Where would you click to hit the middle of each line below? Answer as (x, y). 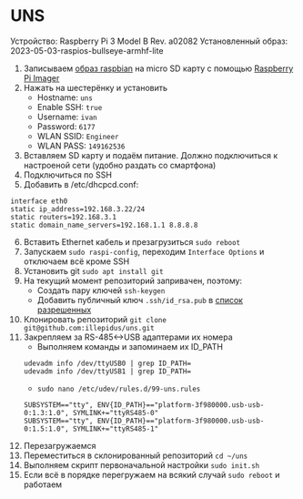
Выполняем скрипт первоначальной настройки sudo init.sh (141, 464)
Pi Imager (41, 77)
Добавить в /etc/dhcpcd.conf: (81, 184)
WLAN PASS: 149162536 (81, 146)
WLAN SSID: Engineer (78, 136)
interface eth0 (39, 201)
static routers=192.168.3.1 (64, 217)
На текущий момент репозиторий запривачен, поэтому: (133, 280)
